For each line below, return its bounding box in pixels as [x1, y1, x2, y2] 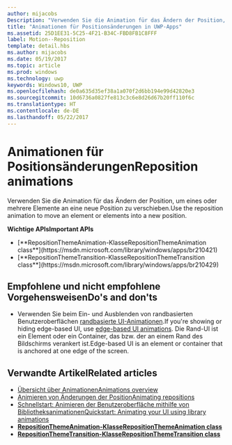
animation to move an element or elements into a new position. [7, 211, 187, 219]
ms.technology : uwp [7, 75, 64, 82]
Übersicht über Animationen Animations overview [17, 386, 158, 394]
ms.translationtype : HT [7, 101, 77, 108]
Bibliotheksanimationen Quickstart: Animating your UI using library [17, 408, 207, 416]
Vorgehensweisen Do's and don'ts [7, 291, 158, 303]
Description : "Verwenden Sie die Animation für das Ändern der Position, [7, 17, 226, 24]
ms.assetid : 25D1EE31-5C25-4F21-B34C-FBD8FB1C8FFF [7, 29, 157, 37]
